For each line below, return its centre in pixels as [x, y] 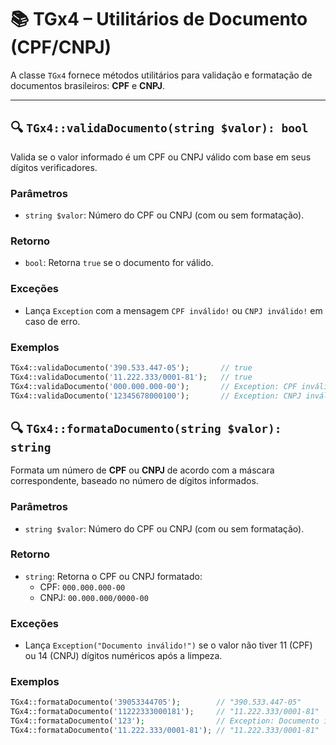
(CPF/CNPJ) [61, 47]
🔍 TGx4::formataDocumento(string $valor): [146, 427]
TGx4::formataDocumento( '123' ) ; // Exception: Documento [165, 721]
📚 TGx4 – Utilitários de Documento [159, 19]
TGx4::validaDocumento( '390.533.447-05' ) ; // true [131, 367]
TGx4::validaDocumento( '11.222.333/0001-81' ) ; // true [131, 377]
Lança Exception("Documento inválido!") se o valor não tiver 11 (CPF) [168, 645]
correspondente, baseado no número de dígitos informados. [134, 481]
